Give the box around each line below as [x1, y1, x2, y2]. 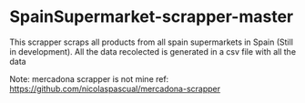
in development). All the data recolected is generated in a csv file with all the [9, 46, 297, 57]
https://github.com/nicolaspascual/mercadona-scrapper [9, 83, 221, 94]
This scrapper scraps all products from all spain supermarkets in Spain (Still [9, 36, 294, 47]
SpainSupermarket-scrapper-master [9, 6, 294, 27]
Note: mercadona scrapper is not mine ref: [9, 73, 169, 84]
